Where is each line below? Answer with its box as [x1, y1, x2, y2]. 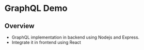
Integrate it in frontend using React [11, 40, 81, 45]
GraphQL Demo [4, 3, 68, 14]
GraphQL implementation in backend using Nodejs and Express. [11, 34, 140, 40]
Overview [4, 22, 35, 30]
